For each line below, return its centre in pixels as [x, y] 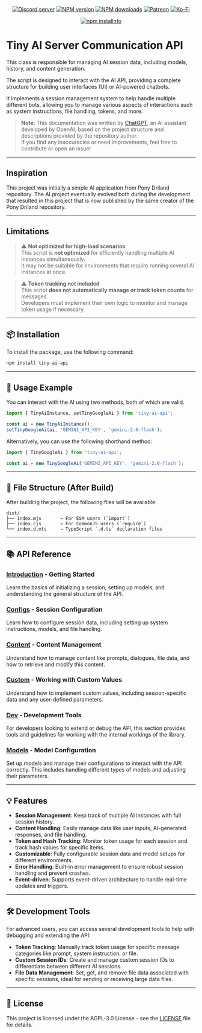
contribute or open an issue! [56, 149]
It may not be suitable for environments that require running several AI [108, 265]
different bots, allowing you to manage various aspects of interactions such [99, 104]
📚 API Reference [39, 554]
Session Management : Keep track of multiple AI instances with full [98, 816]
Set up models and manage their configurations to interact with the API [94, 763]
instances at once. [44, 272]
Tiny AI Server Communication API [95, 46]
